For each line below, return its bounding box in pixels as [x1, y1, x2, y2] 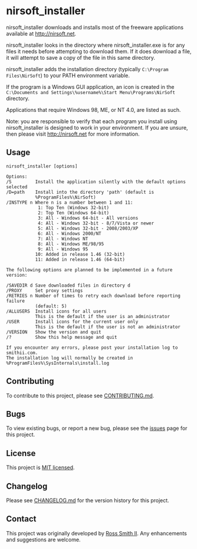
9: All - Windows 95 [37, 246, 88, 252]
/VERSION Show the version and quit [6, 329, 101, 335]
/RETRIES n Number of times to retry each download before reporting [6, 293, 181, 298]
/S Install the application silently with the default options [6, 179, 186, 185]
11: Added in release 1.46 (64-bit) [35, 256, 126, 262]
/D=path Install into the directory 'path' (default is [6, 189, 155, 195]
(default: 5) [35, 303, 67, 309]
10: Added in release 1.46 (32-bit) [35, 251, 126, 257]
